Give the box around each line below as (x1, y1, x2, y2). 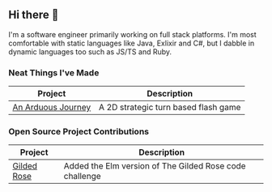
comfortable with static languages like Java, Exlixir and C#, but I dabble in (8, 38, 255, 48)
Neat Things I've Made (8, 66, 100, 78)
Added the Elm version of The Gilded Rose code (63, 160, 246, 172)
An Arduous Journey (12, 102, 91, 113)
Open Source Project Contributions (8, 126, 150, 138)
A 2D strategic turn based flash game (98, 102, 241, 113)
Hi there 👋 (8, 8, 59, 22)
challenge (63, 171, 101, 182)
